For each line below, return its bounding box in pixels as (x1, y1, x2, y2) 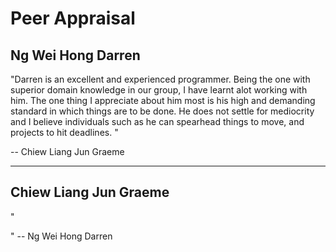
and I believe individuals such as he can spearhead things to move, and (10, 116, 305, 127)
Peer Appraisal (10, 7, 136, 30)
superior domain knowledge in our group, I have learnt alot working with (10, 84, 308, 96)
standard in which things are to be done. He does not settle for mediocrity (10, 105, 315, 117)
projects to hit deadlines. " (10, 127, 119, 138)
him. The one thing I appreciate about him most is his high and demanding (10, 95, 316, 106)
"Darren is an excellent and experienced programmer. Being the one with (10, 73, 311, 85)
